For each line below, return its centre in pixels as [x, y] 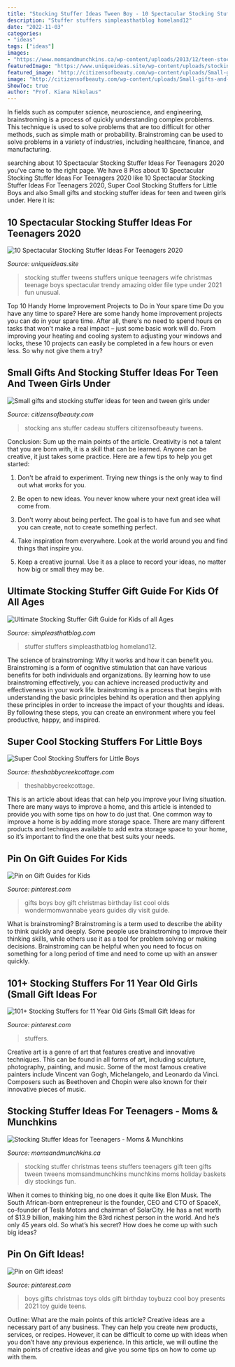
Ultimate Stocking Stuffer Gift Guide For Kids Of [113, 592]
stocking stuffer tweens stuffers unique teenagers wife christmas [118, 277]
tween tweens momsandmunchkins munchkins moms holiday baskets [125, 1174]
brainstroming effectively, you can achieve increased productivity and [108, 682]
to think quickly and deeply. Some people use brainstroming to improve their [117, 932]
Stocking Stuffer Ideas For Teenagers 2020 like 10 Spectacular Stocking [111, 178]
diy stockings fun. [50, 1181]
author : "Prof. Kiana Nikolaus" [54, 92]
